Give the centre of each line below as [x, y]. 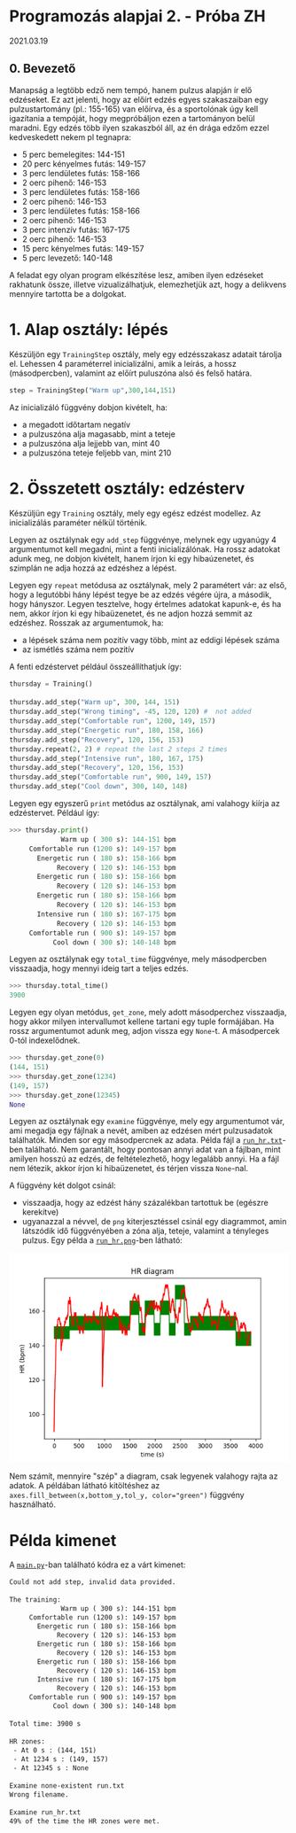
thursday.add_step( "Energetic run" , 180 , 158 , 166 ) [106, 730]
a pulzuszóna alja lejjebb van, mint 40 [91, 443]
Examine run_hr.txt [45, 1813]
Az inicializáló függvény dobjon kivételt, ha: [89, 407]
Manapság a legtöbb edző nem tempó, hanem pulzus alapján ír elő [131, 89]
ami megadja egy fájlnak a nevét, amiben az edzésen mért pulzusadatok [141, 1130]
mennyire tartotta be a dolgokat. [68, 293]
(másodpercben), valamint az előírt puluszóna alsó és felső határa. [131, 373]
